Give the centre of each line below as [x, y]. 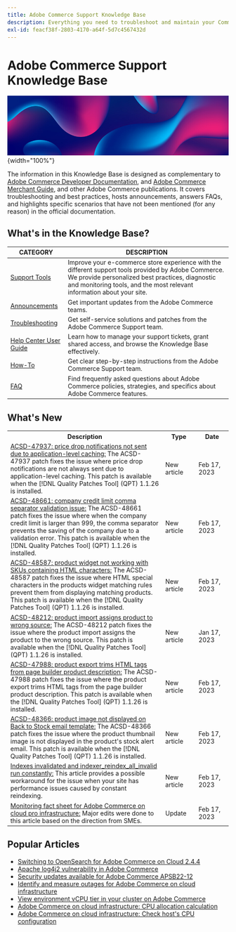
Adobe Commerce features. [108, 393]
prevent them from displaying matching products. [81, 593]
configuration [37, 921]
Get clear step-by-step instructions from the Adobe [143, 361]
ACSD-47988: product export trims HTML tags [79, 664]
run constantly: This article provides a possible [78, 773]
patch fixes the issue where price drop [87, 461]
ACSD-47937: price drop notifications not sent [79, 446]
